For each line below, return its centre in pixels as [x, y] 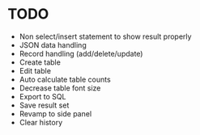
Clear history [41, 122]
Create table [40, 62]
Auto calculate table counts [65, 79]
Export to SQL [43, 96]
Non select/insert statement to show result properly [105, 36]
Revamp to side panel [55, 113]
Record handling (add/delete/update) [81, 53]
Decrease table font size [60, 88]
